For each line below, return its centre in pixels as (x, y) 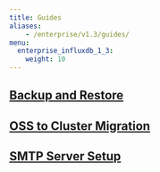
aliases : (25, 26)
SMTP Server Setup (65, 156)
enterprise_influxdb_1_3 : (66, 51)
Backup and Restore (67, 95)
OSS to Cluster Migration (80, 126)
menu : (19, 43)
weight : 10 (46, 59)
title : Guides (36, 17)
